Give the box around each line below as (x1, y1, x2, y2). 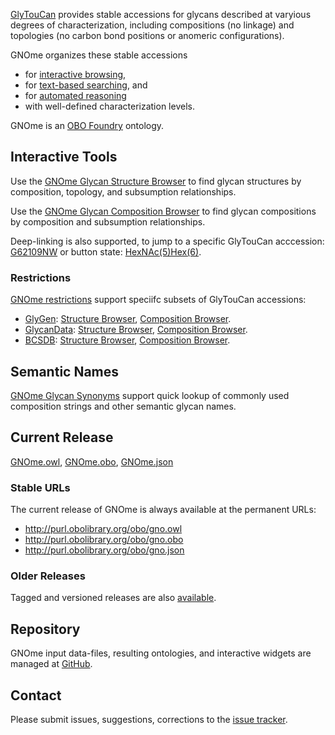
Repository (10, 620, 81, 638)
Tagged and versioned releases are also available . (10, 592, 217, 604)
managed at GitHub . (10, 658, 93, 670)
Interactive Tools (10, 149, 118, 166)
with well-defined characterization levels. (24, 100, 195, 112)
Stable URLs (10, 480, 71, 494)
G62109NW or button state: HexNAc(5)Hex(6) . (10, 245, 202, 258)
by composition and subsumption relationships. (10, 215, 206, 228)
